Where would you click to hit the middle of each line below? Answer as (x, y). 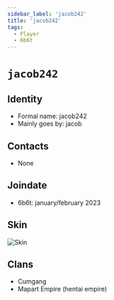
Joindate (27, 186)
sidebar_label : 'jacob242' (47, 14)
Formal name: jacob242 (52, 116)
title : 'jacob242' (34, 21)
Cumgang (32, 282)
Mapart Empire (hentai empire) (62, 289)
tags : (15, 27)
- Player (27, 34)
